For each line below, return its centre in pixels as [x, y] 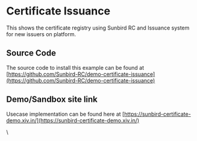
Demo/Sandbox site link [52, 100]
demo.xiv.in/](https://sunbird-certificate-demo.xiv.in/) [73, 120]
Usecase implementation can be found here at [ [65, 114]
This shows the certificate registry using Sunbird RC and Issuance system [98, 28]
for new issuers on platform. [41, 34]
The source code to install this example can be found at [75, 67]
